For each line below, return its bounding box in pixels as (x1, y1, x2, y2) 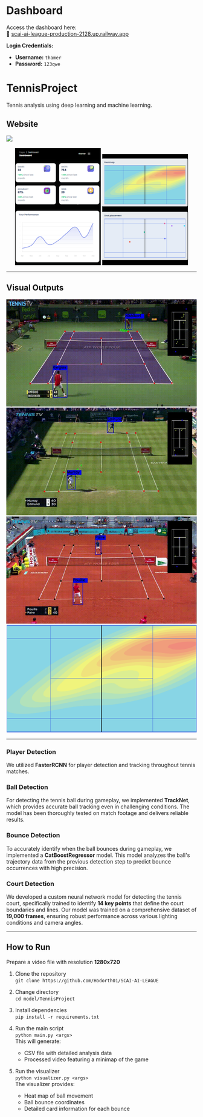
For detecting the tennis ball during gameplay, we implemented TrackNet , (6, 797, 190, 804)
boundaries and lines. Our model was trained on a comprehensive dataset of (6, 906, 197, 913)
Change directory (14, 988, 59, 995)
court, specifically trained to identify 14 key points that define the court (6, 900, 184, 907)
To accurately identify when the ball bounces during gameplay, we (6, 845, 172, 852)
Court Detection (6, 879, 54, 888)
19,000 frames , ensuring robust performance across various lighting (6, 913, 178, 920)
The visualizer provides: (14, 1080, 75, 1087)
